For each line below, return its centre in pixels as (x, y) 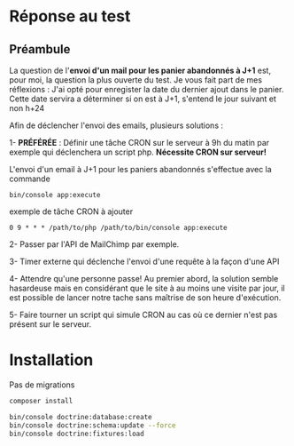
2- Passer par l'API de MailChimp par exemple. (94, 244)
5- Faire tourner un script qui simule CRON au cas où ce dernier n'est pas (143, 315)
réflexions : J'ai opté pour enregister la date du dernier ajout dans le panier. (147, 89)
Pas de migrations (42, 385)
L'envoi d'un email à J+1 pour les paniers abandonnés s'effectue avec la (140, 169)
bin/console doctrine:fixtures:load (77, 434)
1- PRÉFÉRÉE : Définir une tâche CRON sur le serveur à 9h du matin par (139, 143)
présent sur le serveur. (50, 324)
